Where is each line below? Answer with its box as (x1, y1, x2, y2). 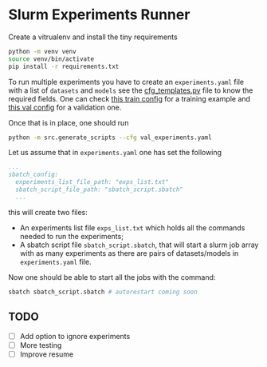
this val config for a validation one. (8, 102, 122, 112)
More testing (19, 340, 62, 349)
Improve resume (19, 349, 74, 359)
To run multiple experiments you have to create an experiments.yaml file (8, 77, 245, 86)
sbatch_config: (8, 170, 59, 179)
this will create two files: (8, 207, 88, 217)
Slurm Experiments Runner (8, 6, 190, 24)
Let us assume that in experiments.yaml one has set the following (8, 148, 222, 158)
